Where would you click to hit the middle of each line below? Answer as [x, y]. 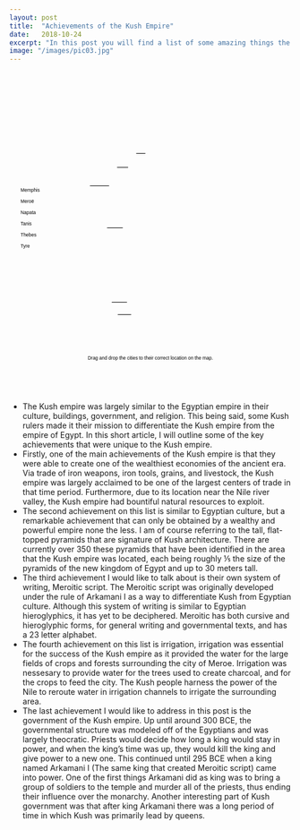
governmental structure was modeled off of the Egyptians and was [146, 730]
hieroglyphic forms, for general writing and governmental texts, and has [155, 625]
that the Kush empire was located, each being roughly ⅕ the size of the [154, 559]
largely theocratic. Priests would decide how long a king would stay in [151, 740]
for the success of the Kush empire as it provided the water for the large [155, 654]
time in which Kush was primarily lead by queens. [114, 816]
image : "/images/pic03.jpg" [62, 51]
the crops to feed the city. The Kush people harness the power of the [150, 682]
